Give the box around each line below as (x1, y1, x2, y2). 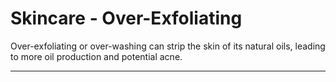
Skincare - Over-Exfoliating (10, 7, 243, 30)
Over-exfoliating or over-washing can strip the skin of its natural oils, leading (10, 40, 326, 52)
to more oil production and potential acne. (10, 50, 183, 62)
